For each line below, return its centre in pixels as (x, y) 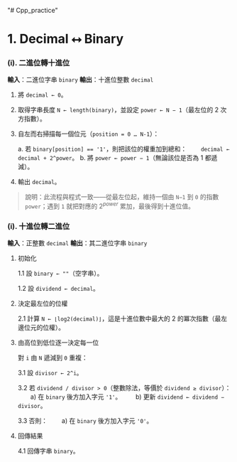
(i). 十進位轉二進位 (39, 227)
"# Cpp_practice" (33, 10)
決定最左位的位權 (43, 303)
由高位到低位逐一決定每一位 (58, 343)
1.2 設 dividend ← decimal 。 (58, 289)
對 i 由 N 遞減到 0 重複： (53, 358)
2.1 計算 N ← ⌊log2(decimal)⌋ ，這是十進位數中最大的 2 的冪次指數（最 (119, 318)
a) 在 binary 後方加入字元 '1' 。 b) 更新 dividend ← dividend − (127, 397)
